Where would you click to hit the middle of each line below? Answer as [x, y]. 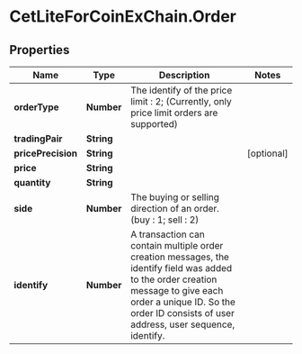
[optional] [267, 153]
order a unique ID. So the [183, 302]
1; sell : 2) [178, 220]
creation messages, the [179, 257]
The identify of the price [181, 90]
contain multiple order [177, 245]
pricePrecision [46, 153]
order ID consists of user [182, 313]
